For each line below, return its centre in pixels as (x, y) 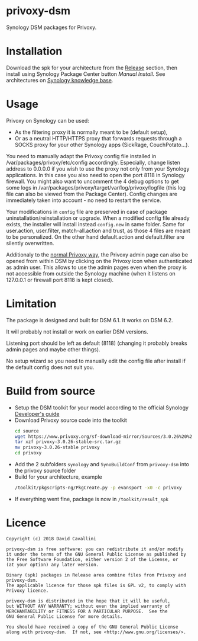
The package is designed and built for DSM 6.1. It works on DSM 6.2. (90, 320)
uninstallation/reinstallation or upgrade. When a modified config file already (98, 218)
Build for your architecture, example (58, 477)
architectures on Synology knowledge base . (60, 80)
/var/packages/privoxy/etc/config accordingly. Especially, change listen (93, 162)
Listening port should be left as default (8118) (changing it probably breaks (97, 343)
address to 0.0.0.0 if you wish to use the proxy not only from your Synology (98, 169)
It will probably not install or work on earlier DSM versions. (77, 331)
